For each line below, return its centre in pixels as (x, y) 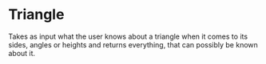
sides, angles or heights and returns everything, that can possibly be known (133, 44)
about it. (22, 53)
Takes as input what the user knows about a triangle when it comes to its (128, 36)
